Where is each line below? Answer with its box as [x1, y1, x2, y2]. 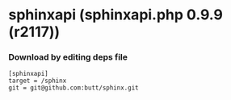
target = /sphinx [8, 77, 67, 85]
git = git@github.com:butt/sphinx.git [8, 84, 139, 92]
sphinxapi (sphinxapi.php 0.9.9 [8, 6, 224, 24]
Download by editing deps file [8, 52, 128, 63]
